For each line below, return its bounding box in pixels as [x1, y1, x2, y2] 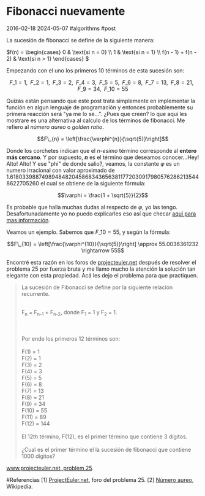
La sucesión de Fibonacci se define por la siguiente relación [21, 284, 173, 291]
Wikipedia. [6, 482, 33, 490]
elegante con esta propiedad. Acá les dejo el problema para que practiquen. [6, 271, 198, 279]
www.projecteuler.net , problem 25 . [6, 464, 94, 471]
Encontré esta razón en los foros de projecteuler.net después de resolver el [6, 258, 196, 266]
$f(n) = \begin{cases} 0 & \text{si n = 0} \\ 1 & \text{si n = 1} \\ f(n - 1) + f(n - [6, 48, 197, 56]
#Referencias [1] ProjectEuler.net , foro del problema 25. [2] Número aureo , [6, 476, 194, 483]
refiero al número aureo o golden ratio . [6, 123, 104, 130]
